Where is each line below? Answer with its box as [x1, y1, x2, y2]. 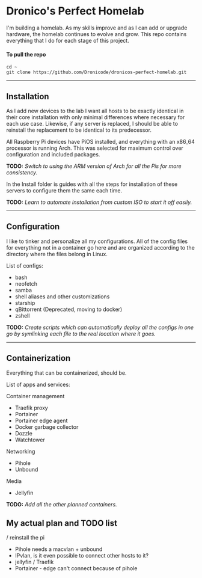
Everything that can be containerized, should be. [6, 369, 127, 377]
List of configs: [6, 262, 43, 269]
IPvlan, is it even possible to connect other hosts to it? [14, 552, 149, 559]
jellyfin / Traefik [14, 558, 54, 566]
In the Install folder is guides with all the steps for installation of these [6, 180, 178, 188]
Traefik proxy [14, 404, 48, 411]
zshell [14, 312, 30, 319]
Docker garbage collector [14, 423, 79, 431]
